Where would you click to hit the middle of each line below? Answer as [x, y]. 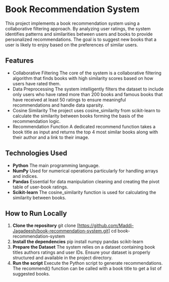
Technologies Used [36, 153]
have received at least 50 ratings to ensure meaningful [69, 100]
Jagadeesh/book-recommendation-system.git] [61, 231]
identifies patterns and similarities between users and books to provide [79, 34]
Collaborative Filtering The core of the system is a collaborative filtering [87, 73]
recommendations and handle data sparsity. [58, 105]
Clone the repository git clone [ [46, 225]
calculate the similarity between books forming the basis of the [78, 116]
